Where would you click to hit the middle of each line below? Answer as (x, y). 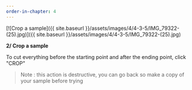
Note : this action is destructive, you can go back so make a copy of (102, 74)
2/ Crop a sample (27, 46)
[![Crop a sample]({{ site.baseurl (45, 28)
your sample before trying (52, 81)
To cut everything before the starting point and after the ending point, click (96, 57)
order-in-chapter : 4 (31, 11)
